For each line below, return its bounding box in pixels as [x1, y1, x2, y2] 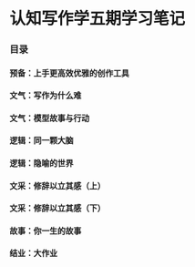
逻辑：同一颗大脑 [9, 135, 74, 146]
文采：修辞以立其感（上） [9, 180, 106, 191]
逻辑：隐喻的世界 [9, 158, 74, 169]
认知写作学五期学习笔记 [9, 8, 186, 29]
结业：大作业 [9, 248, 57, 259]
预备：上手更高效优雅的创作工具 [9, 67, 129, 78]
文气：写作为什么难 [9, 90, 82, 101]
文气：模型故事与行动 [9, 112, 89, 123]
